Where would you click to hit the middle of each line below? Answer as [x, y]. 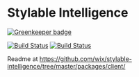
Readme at [23, 59]
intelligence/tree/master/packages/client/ [66, 66]
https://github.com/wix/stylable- [85, 59]
